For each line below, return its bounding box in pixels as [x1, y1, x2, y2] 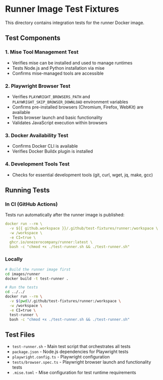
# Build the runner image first [5, 267, 71, 272]
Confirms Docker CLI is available [12, 143, 78, 149]
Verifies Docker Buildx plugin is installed [12, 148, 93, 154]
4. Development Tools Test [5, 161, 70, 167]
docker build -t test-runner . [5, 276, 69, 281]
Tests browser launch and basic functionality [12, 114, 102, 120]
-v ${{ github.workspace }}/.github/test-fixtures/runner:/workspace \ [9, 226, 159, 231]
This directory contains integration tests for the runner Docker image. [5, 20, 145, 26]
